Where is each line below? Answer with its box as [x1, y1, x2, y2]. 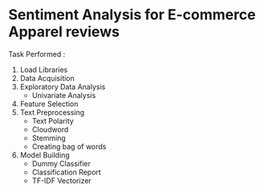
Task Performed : [8, 49, 66, 59]
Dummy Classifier [31, 158, 91, 168]
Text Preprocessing [19, 107, 85, 117]
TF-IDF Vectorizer [31, 175, 92, 186]
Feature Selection [19, 99, 79, 108]
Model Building [19, 150, 70, 160]
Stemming [31, 133, 66, 142]
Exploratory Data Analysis [19, 82, 106, 92]
